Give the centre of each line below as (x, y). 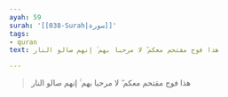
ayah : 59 (25, 17)
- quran (24, 42)
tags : (19, 34)
